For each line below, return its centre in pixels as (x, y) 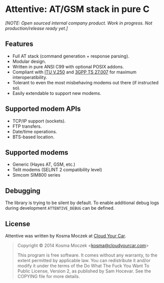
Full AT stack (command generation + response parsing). (71, 56)
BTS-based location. (33, 137)
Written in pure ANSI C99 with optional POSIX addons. (68, 66)
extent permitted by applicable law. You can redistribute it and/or (84, 260)
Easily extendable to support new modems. (57, 93)
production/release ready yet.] (37, 28)
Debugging (23, 191)
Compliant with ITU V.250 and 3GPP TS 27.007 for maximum (74, 72)
